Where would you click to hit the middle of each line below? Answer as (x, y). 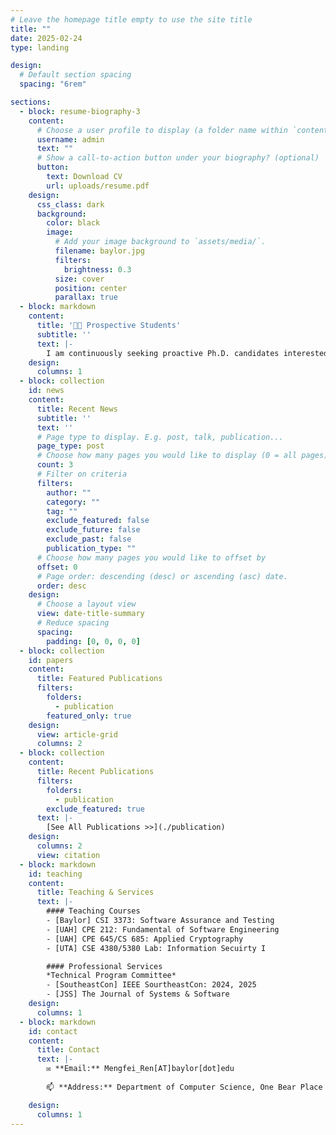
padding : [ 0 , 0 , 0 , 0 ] (93, 641)
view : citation (68, 855)
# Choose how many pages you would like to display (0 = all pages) (182, 456)
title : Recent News (77, 409)
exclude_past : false (89, 539)
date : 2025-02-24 (46, 38)
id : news (46, 391)
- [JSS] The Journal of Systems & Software (138, 994)
